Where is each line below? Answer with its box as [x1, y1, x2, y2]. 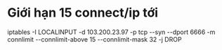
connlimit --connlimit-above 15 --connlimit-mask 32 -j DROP [7, 35, 182, 43]
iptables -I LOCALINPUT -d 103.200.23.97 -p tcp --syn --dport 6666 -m [7, 28, 216, 36]
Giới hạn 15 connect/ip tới [7, 5, 159, 21]
